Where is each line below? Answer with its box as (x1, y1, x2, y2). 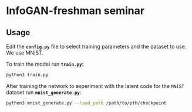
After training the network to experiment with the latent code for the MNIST (6, 82, 185, 89)
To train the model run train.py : (6, 60, 84, 67)
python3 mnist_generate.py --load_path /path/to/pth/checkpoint (6, 100, 167, 106)
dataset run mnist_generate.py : (6, 89, 82, 96)
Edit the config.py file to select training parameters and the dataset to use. (6, 43, 187, 50)
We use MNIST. (6, 49, 44, 56)
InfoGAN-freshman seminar (6, 4, 145, 18)
